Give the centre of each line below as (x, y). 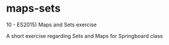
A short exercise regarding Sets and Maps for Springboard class (84, 36)
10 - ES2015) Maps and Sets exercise (51, 25)
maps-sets (34, 8)
